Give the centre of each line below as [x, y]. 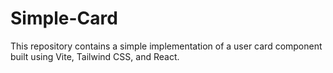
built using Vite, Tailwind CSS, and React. [95, 56]
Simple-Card [64, 18]
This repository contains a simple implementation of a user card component [166, 46]
